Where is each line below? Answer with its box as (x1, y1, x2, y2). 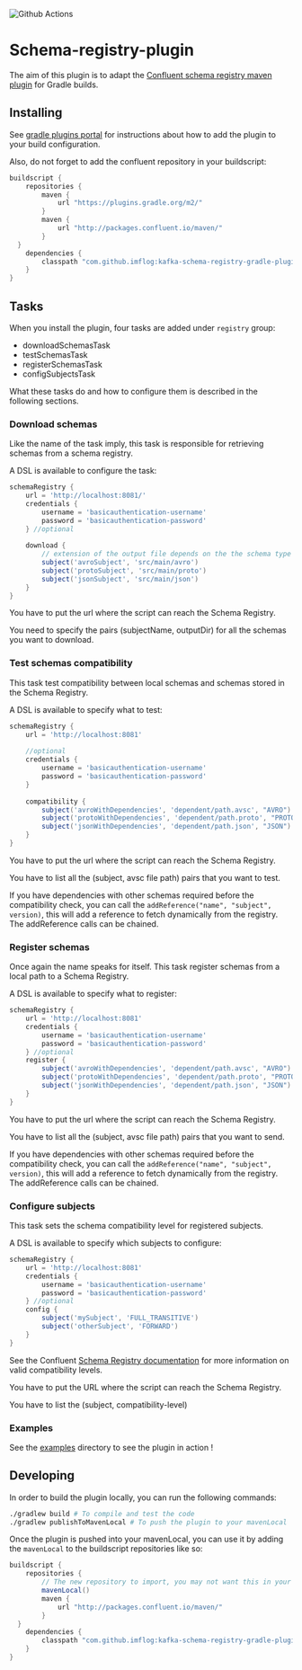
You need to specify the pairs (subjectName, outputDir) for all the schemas (9, 625, 287, 635)
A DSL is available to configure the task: (9, 466, 157, 476)
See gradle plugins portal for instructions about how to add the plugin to (9, 129, 277, 139)
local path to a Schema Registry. (9, 971, 129, 982)
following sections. (9, 395, 79, 406)
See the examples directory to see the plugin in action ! (9, 1442, 214, 1452)
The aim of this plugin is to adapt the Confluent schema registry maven (9, 69, 272, 80)
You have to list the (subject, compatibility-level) (9, 1399, 188, 1410)
